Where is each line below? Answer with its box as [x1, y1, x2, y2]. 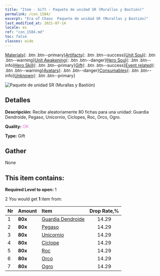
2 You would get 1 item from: [5, 196, 62, 202]
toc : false [5, 34, 27, 39]
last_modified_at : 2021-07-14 [5, 20, 66, 26]
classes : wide [5, 39, 34, 44]
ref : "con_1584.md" [5, 30, 45, 34]
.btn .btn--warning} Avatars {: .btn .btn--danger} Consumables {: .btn [5, 67, 139, 73]
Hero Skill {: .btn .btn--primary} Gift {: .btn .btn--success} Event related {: [14, 62, 155, 68]
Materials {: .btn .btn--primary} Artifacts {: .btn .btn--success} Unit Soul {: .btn [5, 52, 156, 58]
